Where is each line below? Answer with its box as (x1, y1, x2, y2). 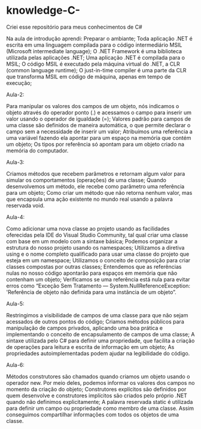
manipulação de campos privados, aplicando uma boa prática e (6, 324, 163, 332)
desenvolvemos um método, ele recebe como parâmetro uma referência (6, 183, 185, 190)
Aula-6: (6, 361, 25, 368)
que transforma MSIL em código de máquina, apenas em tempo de (6, 73, 171, 80)
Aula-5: (6, 300, 25, 307)
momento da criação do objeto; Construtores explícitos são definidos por (6, 385, 187, 393)
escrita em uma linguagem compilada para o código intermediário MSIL (6, 41, 182, 48)
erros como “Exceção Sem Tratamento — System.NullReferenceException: (6, 282, 190, 289)
